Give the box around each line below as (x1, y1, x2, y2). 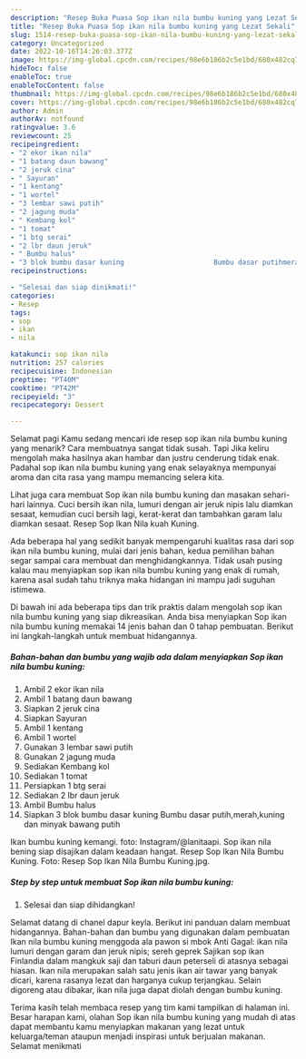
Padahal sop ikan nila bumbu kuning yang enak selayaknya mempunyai (10, 462, 276, 473)
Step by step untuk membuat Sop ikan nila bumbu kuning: (10, 877, 234, 887)
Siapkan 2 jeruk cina (23, 703, 101, 714)
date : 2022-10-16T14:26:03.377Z (10, 47, 133, 56)
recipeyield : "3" (10, 392, 76, 401)
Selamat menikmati (10, 1041, 82, 1052)
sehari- (262, 489, 290, 500)
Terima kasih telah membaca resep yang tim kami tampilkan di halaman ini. (10, 1002, 291, 1013)
